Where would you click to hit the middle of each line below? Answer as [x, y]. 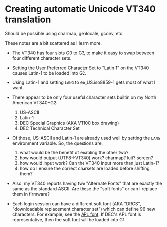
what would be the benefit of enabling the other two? [74, 152]
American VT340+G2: [35, 102]
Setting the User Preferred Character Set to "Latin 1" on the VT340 [81, 68]
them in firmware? [31, 194]
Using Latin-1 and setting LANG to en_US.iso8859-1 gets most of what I [84, 82]
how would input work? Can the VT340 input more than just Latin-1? [89, 163]
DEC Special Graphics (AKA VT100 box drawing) [69, 123]
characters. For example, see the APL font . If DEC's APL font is [77, 214]
